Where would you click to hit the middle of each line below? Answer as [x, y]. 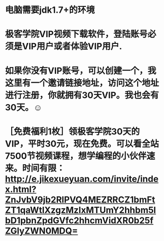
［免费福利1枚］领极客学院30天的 [72, 131]
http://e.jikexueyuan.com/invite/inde [82, 179]
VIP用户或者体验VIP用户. [72, 46]
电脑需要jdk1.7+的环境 [50, 10]
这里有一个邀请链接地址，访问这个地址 [82, 83]
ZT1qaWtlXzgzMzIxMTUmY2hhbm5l [81, 210]
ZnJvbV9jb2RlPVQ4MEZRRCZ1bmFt [80, 200]
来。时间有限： [35, 168]
